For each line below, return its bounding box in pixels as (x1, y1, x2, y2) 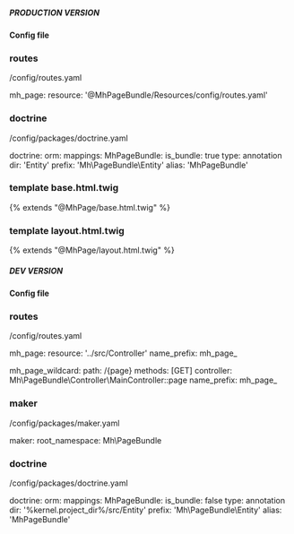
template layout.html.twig (9, 224, 125, 237)
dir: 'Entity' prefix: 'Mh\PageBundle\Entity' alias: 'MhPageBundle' (9, 159, 248, 170)
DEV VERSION (9, 265, 64, 276)
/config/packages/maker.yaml (9, 418, 120, 428)
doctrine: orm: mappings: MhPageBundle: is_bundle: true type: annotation (9, 150, 282, 160)
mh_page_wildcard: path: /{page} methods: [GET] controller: (9, 366, 233, 376)
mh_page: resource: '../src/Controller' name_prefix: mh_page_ (9, 348, 238, 358)
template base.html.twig (9, 182, 119, 194)
